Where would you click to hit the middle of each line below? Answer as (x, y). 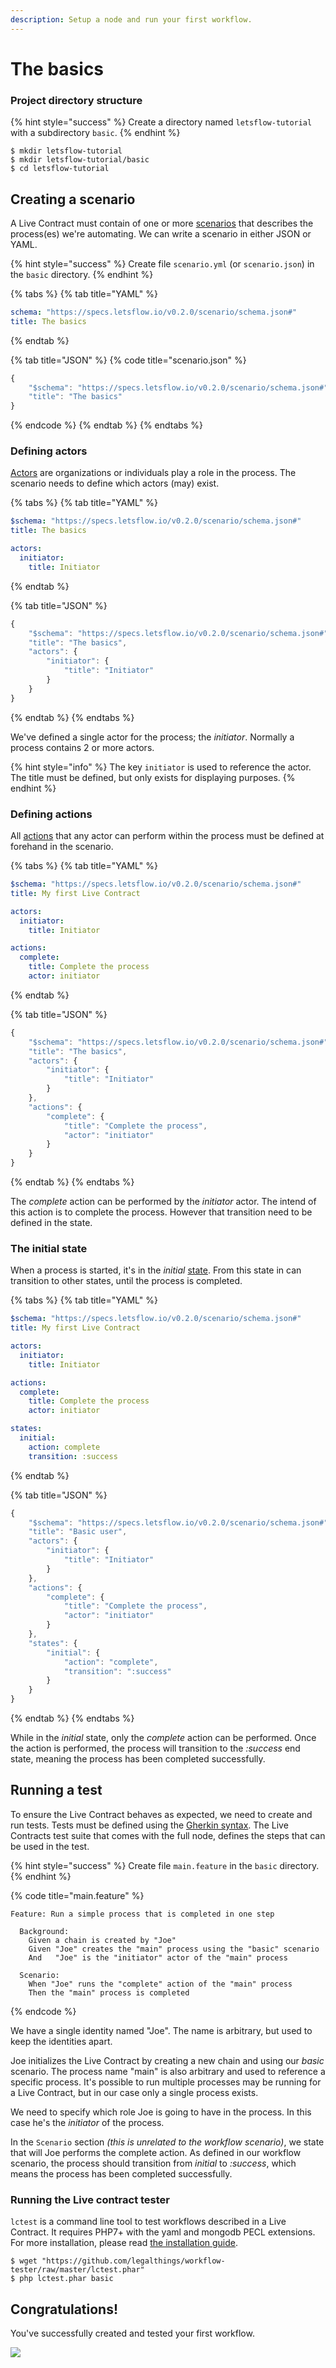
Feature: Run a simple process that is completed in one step (142, 1914)
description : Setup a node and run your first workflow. (131, 19)
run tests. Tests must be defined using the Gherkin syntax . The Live (149, 1825)
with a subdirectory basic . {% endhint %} (95, 133)
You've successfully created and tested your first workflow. (132, 2333)
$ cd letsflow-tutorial (60, 169)
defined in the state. (51, 1223)
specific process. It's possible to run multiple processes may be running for (166, 2082)
